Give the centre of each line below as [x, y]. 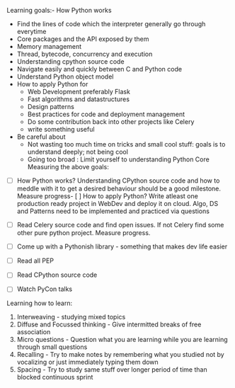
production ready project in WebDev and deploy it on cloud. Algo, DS [117, 204]
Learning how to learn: [39, 303]
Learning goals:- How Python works [59, 10]
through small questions [52, 347]
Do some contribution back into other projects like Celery [111, 122]
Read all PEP [35, 261]
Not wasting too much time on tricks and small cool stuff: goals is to [126, 144]
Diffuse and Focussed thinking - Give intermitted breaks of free [109, 324]
